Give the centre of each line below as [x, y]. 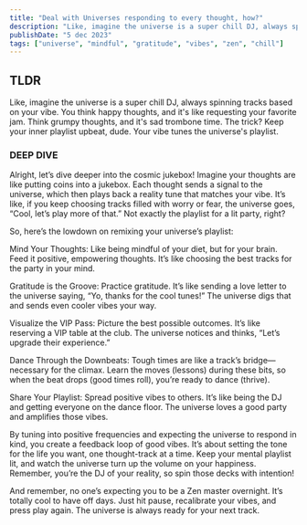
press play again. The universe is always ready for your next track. [135, 510]
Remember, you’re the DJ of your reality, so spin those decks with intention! [152, 473]
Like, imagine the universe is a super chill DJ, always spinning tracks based [151, 102]
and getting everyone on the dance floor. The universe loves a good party [148, 407]
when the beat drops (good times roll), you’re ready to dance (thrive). [140, 380]
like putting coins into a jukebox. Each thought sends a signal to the [136, 184]
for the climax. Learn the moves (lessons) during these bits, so [168, 370]
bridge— [259, 361]
